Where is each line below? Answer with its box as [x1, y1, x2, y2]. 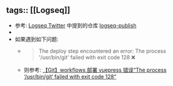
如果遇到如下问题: [14, 36, 58, 43]
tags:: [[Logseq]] [6, 5, 70, 15]
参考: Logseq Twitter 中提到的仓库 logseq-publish [14, 21, 137, 29]
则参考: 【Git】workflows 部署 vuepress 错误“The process [23, 66, 167, 74]
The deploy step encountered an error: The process [38, 47, 166, 55]
